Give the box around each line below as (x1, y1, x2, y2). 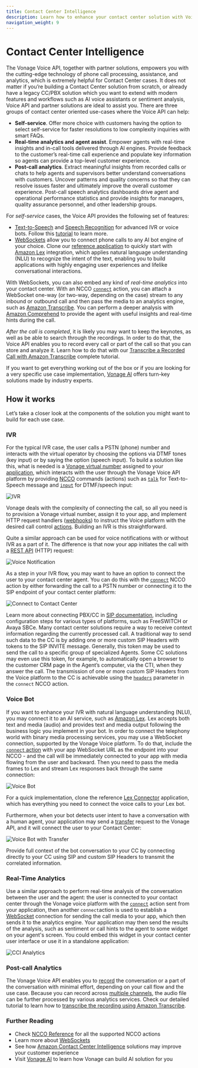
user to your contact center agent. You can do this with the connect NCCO (6, 576, 186, 583)
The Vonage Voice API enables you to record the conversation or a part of (6, 977, 186, 984)
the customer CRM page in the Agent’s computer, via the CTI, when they (6, 662, 182, 669)
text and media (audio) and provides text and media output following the (6, 721, 181, 728)
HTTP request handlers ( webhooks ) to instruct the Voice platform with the (6, 517, 186, 524)
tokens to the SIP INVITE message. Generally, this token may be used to (6, 643, 181, 650)
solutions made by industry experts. (6, 377, 93, 384)
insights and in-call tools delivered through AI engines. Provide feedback (14, 145, 192, 152)
